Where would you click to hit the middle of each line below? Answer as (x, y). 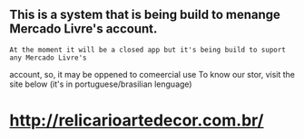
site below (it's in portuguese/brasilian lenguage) (101, 84)
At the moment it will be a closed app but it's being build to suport (147, 50)
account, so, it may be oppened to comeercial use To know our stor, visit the (152, 74)
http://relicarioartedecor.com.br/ (137, 120)
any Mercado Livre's (49, 58)
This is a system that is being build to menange (145, 15)
